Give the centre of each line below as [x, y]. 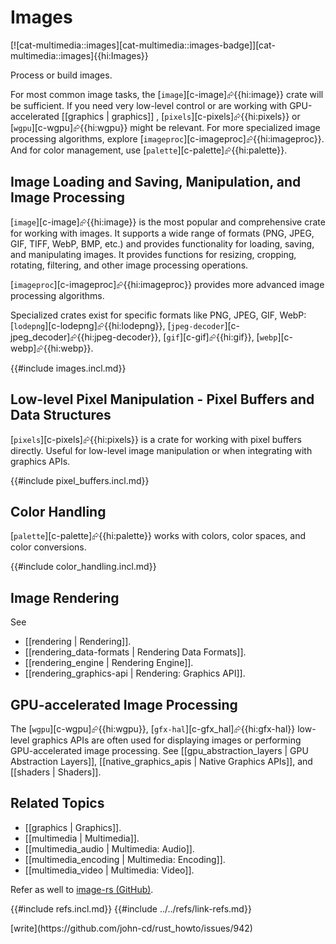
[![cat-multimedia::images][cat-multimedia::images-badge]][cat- [143, 45]
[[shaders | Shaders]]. [56, 772]
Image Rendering [65, 597]
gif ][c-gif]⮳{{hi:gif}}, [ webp [222, 337]
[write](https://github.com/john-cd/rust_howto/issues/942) [131, 928]
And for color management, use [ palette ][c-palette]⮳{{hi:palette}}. [149, 150]
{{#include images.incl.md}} [68, 368]
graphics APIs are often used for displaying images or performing [166, 740]
